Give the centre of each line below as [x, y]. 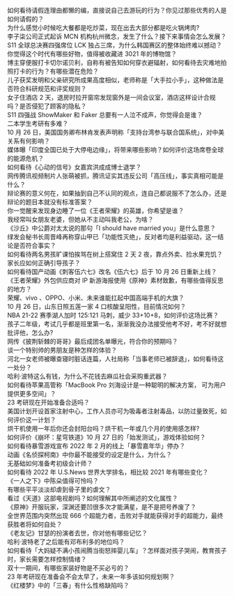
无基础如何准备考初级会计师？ [50, 463]
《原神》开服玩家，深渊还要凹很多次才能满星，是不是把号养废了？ [102, 507]
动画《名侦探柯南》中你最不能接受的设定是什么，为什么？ [89, 454]
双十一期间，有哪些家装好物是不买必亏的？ [68, 568]
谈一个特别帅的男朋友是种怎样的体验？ [62, 350]
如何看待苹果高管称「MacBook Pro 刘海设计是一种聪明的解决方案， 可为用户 [117, 385]
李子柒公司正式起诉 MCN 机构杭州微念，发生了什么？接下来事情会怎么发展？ [117, 36]
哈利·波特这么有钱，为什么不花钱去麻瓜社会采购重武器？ [88, 376]
